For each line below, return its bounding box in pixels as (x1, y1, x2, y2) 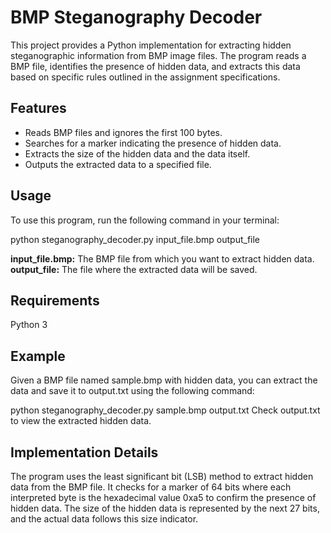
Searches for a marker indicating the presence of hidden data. (24, 137, 282, 149)
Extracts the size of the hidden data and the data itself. (24, 147, 251, 160)
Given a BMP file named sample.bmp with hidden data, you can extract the (10, 374, 318, 386)
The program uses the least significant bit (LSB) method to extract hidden (10, 471, 314, 482)
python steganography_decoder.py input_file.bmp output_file (10, 233, 261, 245)
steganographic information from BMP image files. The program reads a (10, 49, 307, 61)
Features (10, 100, 67, 117)
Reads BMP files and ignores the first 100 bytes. (24, 126, 223, 138)
